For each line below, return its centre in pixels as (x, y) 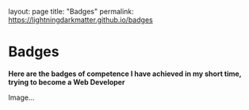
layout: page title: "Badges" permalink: (71, 11)
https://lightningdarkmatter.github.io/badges (80, 20)
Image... (21, 97)
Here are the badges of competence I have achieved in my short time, (125, 74)
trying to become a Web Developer (67, 82)
